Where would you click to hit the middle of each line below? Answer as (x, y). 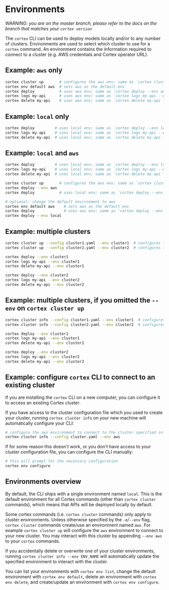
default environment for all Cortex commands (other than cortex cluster (80, 499)
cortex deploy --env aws (31, 188)
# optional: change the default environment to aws (60, 202)
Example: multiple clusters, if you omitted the (78, 300)
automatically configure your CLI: (40, 423)
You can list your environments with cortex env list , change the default (80, 571)
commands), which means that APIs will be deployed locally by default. (79, 504)
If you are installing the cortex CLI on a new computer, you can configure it (83, 397)
